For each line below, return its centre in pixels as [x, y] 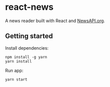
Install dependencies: [27, 48]
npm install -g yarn [26, 57]
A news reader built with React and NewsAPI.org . [55, 21]
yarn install [18, 61]
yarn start [16, 79]
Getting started [29, 36]
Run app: [14, 70]
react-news [29, 7]
